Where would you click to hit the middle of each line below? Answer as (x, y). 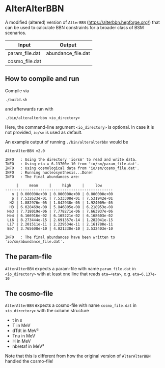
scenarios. (16, 33)
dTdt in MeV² (26, 331)
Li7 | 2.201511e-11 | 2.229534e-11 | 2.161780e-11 (60, 224)
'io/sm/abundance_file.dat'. (35, 241)
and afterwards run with (29, 109)
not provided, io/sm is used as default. (44, 132)
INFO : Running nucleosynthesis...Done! (49, 172)
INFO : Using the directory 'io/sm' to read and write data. (71, 159)
